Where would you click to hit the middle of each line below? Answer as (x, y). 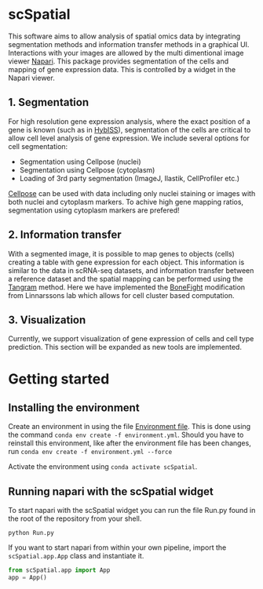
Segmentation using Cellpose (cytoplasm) (87, 169)
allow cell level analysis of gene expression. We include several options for (129, 138)
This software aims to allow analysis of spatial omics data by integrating (124, 36)
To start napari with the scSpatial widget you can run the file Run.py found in (132, 511)
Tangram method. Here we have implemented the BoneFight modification (127, 287)
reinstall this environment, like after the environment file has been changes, (130, 443)
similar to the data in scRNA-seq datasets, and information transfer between (131, 270)
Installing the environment (74, 407)
